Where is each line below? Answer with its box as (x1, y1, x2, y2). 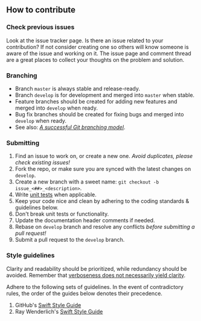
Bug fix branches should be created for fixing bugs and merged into (14, 110, 184, 117)
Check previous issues (6, 23, 75, 31)
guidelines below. (14, 204, 59, 211)
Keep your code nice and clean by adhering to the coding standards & (14, 197, 190, 205)
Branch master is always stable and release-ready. (14, 85, 141, 92)
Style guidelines (6, 251, 55, 260)
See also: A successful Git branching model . (14, 124, 126, 131)
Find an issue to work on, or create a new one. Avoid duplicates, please (14, 153, 193, 160)
